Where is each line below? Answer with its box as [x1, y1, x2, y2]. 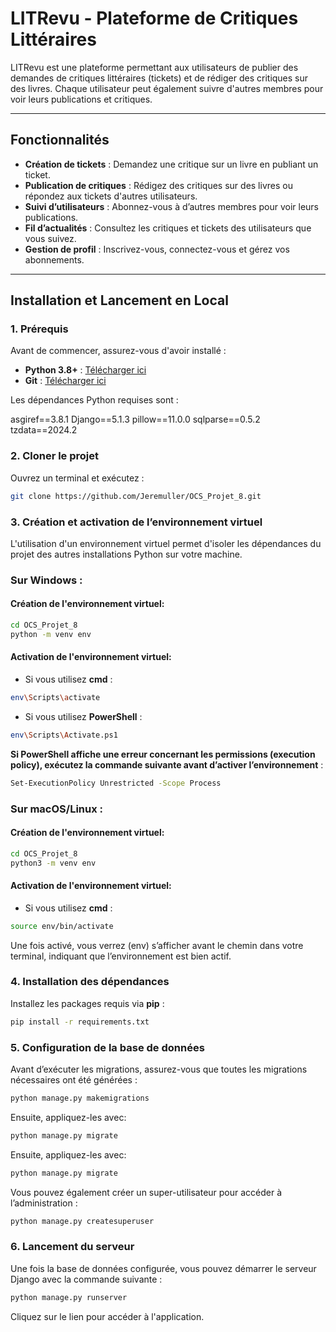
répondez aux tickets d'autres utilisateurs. [24, 190, 198, 202]
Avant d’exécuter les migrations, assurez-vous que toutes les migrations [10, 1063, 308, 1076]
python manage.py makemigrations [10, 1093, 150, 1104]
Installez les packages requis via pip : [10, 997, 165, 1009]
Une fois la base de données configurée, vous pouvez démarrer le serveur [10, 1262, 317, 1274]
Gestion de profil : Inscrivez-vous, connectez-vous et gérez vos [24, 243, 290, 255]
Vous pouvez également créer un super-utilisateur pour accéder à [10, 1186, 283, 1198]
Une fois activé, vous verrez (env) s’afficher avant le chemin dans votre [10, 939, 304, 951]
